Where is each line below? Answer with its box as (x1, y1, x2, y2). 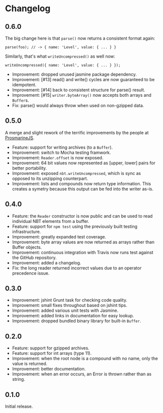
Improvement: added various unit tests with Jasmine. (12, 307, 118, 313)
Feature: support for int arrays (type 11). (12, 350, 91, 356)
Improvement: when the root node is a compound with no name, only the (12, 355, 158, 362)
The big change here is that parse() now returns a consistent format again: (5, 35, 155, 41)
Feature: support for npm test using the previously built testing (12, 223, 138, 229)
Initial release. (5, 404, 33, 410)
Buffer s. (12, 97, 29, 103)
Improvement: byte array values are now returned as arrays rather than (12, 239, 155, 245)
